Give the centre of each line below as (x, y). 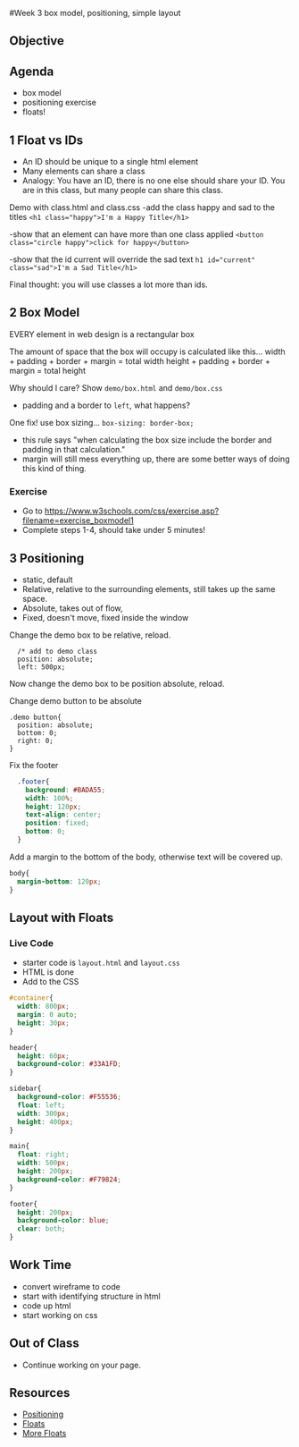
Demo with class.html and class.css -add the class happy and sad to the (142, 207)
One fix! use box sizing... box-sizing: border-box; (102, 422)
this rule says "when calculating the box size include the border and (147, 440)
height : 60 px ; (43, 1056)
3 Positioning (47, 558)
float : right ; (43, 1155)
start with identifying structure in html (91, 1296)
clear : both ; (42, 1229)
